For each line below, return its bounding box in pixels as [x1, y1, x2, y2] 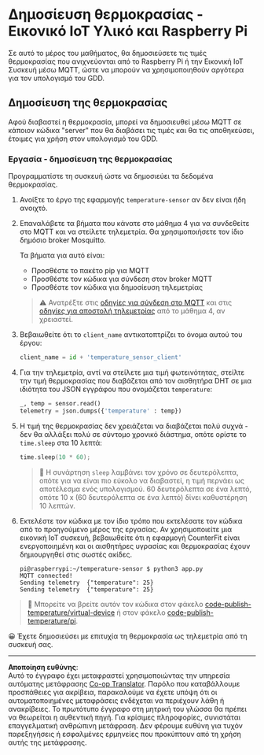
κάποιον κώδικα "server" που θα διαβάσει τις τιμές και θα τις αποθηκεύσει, [8, 125, 255, 135]
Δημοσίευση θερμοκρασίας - [8, 6, 203, 24]
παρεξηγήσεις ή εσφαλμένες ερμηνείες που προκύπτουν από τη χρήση [8, 729, 242, 738]
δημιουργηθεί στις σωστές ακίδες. [19, 550, 133, 559]
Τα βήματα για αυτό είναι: [19, 250, 105, 261]
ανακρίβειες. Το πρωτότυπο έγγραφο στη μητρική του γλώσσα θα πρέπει [8, 704, 247, 713]
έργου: [19, 339, 42, 348]
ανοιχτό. [19, 203, 48, 213]
